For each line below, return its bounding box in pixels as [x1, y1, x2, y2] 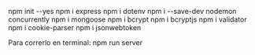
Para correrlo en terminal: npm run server [8, 38, 143, 47]
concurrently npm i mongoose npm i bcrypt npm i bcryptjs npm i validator [8, 15, 247, 24]
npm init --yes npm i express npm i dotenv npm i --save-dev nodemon [8, 7, 237, 15]
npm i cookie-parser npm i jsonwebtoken [8, 23, 142, 32]
